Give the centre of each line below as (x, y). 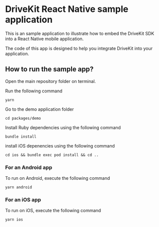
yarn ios (14, 220)
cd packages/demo (23, 118)
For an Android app (29, 167)
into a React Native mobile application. (44, 39)
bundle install (21, 137)
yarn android (19, 187)
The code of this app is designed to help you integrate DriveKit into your (79, 48)
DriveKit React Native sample (67, 9)
